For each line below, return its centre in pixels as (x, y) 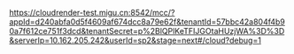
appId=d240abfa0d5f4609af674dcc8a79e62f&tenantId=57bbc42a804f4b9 (147, 22)
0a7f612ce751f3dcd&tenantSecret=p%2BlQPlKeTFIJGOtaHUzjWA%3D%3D (147, 31)
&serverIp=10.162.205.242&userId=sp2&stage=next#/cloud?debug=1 (135, 40)
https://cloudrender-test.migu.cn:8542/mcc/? (92, 13)
